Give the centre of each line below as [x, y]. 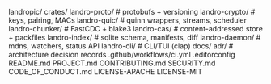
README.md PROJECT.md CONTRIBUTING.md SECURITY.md [112, 63]
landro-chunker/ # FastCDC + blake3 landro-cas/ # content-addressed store [135, 29]
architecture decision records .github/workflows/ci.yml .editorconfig [122, 55]
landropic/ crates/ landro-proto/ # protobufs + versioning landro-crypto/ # [132, 12]
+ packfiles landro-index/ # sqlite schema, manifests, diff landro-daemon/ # [135, 37]
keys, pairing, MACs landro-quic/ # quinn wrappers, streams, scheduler [127, 20]
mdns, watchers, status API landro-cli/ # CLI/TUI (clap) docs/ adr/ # [121, 46]
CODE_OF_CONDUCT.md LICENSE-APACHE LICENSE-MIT [106, 71]
